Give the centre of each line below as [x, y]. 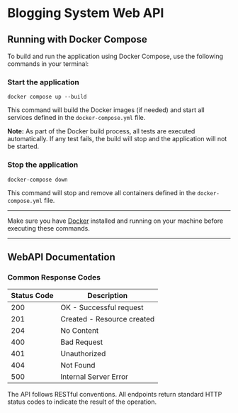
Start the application [43, 82]
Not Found [78, 365]
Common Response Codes [54, 277]
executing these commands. [49, 228]
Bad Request [82, 342]
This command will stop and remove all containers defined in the [102, 192]
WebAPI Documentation [61, 257]
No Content [80, 331]
